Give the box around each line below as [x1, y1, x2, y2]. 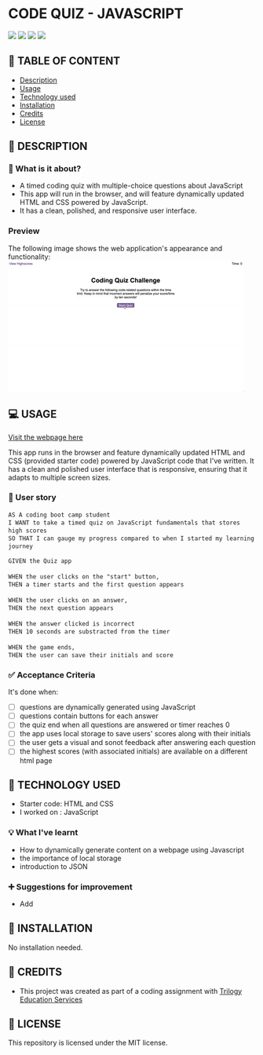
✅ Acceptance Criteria [8, 669, 96, 680]
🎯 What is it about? [8, 163, 82, 174]
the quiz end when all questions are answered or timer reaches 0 [19, 720, 230, 730]
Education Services [19, 995, 83, 1004]
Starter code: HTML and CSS [19, 799, 114, 809]
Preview [8, 225, 40, 236]
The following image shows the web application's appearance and [8, 243, 223, 253]
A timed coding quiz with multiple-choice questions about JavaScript [19, 181, 243, 191]
